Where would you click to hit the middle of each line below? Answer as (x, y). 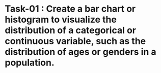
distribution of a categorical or (70, 30)
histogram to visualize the (61, 20)
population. (30, 63)
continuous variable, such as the (75, 41)
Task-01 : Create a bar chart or (70, 9)
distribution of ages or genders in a (81, 52)
